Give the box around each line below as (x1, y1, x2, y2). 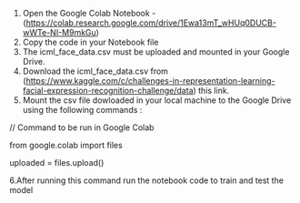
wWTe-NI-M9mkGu (22, 27, 97, 37)
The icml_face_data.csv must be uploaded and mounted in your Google (22, 46, 290, 57)
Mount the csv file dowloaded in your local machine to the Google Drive (22, 95, 292, 106)
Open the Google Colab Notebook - (22, 8, 156, 18)
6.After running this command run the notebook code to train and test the (9, 175, 285, 186)
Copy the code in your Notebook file (22, 36, 159, 47)
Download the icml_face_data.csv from (22, 66, 168, 76)
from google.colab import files (9, 140, 123, 150)
